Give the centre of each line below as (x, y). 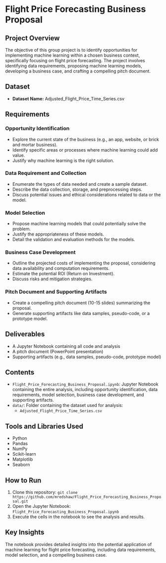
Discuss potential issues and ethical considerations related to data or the (86, 194)
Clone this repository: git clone (45, 492)
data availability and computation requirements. (61, 268)
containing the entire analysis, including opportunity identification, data (85, 390)
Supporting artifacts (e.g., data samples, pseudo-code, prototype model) (87, 357)
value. (19, 155)
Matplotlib (23, 459)
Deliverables (25, 334)
